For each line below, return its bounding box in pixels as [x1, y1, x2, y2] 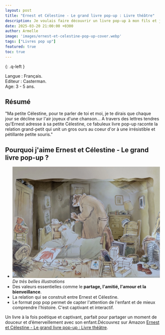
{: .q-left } [5, 63, 25, 69]
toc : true [5, 49, 26, 54]
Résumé [5, 98, 31, 106]
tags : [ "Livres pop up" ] [5, 39, 56, 44]
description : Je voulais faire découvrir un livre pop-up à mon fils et [5, 18, 157, 23]
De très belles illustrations [12, 278, 65, 284]
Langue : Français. [5, 73, 43, 79]
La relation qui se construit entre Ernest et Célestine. [12, 294, 119, 300]
